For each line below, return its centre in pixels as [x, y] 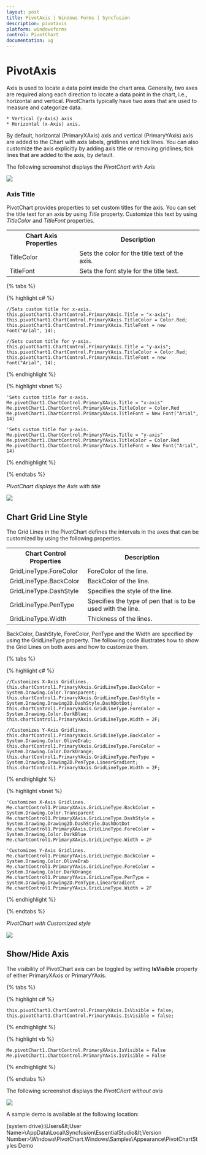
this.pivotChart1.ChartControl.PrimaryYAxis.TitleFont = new [86, 358]
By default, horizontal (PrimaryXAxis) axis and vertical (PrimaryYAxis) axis [100, 135]
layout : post [23, 12]
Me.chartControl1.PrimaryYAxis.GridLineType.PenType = [78, 878]
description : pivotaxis [37, 23]
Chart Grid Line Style [47, 517]
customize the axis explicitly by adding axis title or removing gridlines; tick [100, 148]
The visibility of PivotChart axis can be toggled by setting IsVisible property [102, 969]
